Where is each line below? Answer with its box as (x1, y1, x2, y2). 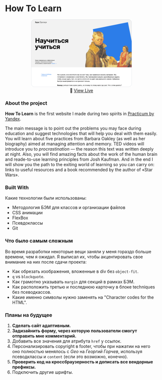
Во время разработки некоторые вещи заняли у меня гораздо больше (5, 248, 152, 254)
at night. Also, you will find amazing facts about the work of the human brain (5, 151, 158, 157)
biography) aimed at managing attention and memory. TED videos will (5, 141, 145, 147)
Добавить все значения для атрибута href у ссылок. (12, 338, 122, 344)
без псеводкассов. (12, 289, 52, 295)
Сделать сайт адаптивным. (12, 323, 71, 328)
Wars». (5, 171, 19, 178)
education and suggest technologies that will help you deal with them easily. (5, 130, 158, 136)
